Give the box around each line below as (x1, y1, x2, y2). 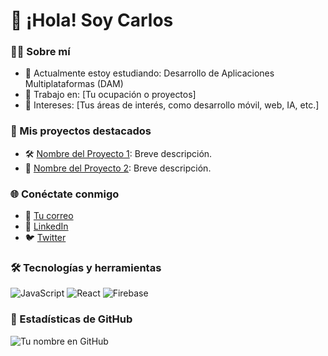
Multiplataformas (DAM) (24, 78, 124, 90)
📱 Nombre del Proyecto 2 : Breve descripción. (24, 162, 212, 174)
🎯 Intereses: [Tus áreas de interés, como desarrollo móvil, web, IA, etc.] (24, 99, 320, 111)
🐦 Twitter (24, 232, 67, 244)
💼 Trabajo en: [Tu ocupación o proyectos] (24, 89, 197, 101)
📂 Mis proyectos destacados (10, 124, 152, 138)
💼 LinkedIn (24, 220, 69, 233)
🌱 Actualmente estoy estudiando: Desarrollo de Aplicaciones (24, 67, 275, 79)
